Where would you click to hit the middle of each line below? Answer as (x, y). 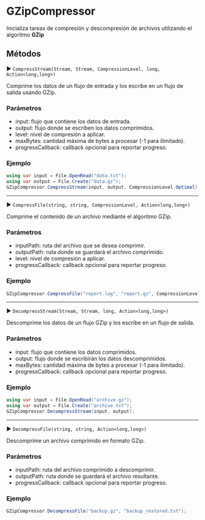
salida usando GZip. (31, 92)
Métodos (24, 54)
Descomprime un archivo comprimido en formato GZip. (76, 441)
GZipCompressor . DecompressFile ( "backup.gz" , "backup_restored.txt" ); (97, 511)
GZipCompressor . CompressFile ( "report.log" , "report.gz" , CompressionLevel (103, 294)
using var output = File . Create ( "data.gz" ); (64, 181)
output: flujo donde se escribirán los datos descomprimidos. (91, 358)
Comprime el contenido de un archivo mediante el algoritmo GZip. (89, 216)
